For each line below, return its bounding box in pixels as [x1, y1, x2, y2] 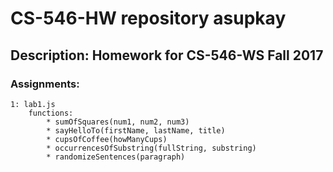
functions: [28, 108, 74, 118]
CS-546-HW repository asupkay [10, 7, 287, 30]
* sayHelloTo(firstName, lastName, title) [46, 125, 226, 136]
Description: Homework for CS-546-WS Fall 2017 [10, 47, 324, 64]
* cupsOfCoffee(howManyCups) [46, 134, 168, 144]
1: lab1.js [10, 99, 56, 109]
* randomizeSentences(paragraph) [46, 152, 186, 162]
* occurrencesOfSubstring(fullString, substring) [46, 143, 257, 153]
